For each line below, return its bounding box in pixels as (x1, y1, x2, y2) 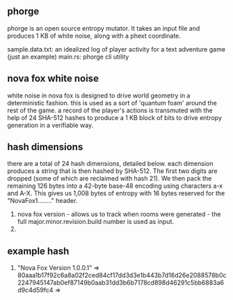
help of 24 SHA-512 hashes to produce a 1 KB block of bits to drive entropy (7, 113, 223, 121)
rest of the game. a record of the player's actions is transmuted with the (7, 106, 214, 114)
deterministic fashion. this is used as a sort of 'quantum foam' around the (7, 98, 217, 107)
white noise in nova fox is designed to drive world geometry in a (7, 91, 191, 100)
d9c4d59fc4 (17, 286, 54, 294)
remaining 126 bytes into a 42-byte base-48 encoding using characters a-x (7, 181, 223, 190)
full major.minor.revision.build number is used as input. (17, 218, 174, 226)
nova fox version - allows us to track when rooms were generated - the (17, 210, 221, 218)
